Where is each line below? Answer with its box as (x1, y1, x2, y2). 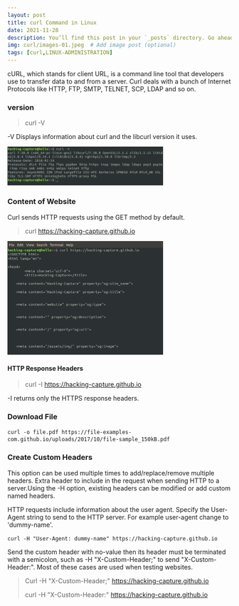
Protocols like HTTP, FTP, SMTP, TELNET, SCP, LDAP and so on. (7, 85, 196, 93)
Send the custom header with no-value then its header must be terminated (7, 548, 226, 556)
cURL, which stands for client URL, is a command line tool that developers (7, 70, 224, 78)
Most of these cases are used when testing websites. (36, 563, 193, 571)
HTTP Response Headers (7, 364, 84, 373)
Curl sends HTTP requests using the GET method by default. (7, 212, 185, 221)
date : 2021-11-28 (7, 26, 59, 34)
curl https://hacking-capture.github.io (24, 227, 136, 235)
